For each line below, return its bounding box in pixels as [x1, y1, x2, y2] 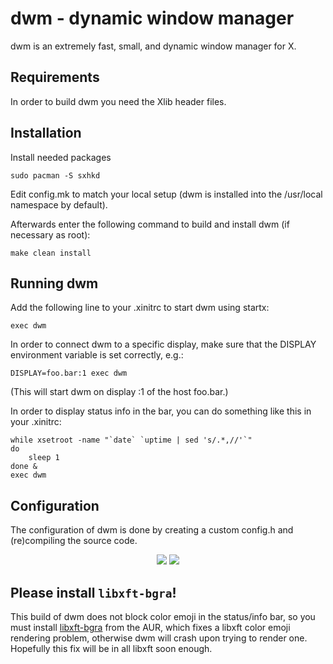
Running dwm [10, 275, 99, 292]
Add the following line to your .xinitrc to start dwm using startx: [10, 302, 270, 314]
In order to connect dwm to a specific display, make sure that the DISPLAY [10, 338, 317, 351]
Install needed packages [10, 151, 112, 163]
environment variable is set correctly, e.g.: [10, 349, 184, 361]
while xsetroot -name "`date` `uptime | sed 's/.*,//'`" [10, 435, 253, 446]
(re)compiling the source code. [10, 535, 138, 547]
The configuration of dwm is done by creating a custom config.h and [10, 524, 294, 536]
